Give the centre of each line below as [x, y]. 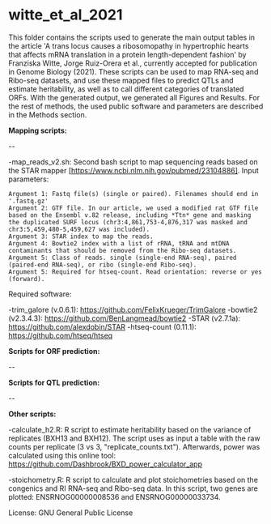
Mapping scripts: [38, 130]
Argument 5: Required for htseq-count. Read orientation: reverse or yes [135, 272]
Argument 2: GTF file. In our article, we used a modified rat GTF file [133, 208]
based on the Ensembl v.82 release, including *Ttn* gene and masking [130, 215]
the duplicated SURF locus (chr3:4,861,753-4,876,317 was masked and [128, 222]
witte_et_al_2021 [66, 15]
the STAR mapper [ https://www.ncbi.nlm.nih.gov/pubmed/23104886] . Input [133, 170]
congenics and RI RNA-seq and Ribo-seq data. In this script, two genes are [133, 488]
